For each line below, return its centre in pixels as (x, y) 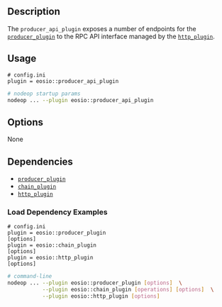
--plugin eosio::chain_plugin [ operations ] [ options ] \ (128, 290)
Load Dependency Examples (57, 212)
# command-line (30, 277)
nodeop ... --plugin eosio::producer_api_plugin (81, 100)
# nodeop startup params (44, 94)
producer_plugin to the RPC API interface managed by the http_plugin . (111, 36)
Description (34, 12)
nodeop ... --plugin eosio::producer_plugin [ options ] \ (95, 283)
